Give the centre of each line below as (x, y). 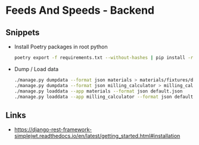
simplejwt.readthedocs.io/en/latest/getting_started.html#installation (97, 136)
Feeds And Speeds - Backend (80, 10)
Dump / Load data (36, 69)
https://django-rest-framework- (53, 129)
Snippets (23, 33)
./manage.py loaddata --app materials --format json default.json (98, 91)
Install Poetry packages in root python (61, 47)
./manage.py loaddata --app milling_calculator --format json (93, 97)
